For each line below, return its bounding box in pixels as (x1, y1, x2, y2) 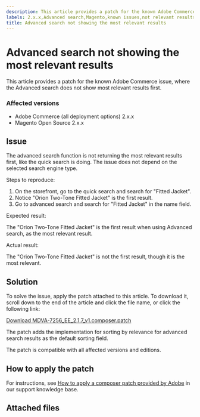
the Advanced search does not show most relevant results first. (6, 84, 162, 91)
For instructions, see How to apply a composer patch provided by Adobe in (6, 379, 190, 387)
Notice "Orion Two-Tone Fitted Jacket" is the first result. (14, 194, 153, 202)
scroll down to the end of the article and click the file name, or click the (6, 299, 180, 306)
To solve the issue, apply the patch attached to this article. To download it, (6, 293, 189, 300)
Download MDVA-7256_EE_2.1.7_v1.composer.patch (6, 317, 132, 324)
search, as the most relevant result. (6, 230, 93, 237)
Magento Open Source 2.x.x (14, 119, 85, 126)
